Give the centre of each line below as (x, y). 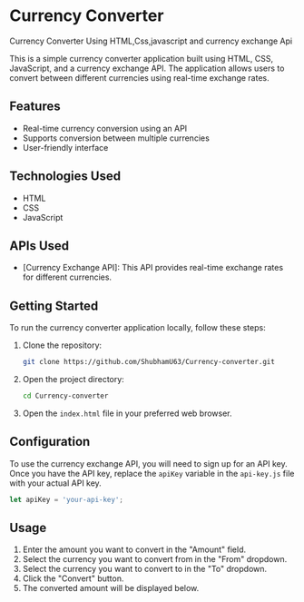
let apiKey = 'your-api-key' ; (67, 499)
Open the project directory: (73, 380)
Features (35, 107)
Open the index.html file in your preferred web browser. (127, 413)
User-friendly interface (65, 147)
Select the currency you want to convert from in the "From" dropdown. (155, 559)
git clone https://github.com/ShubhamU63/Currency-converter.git (148, 362)
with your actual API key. (55, 483)
